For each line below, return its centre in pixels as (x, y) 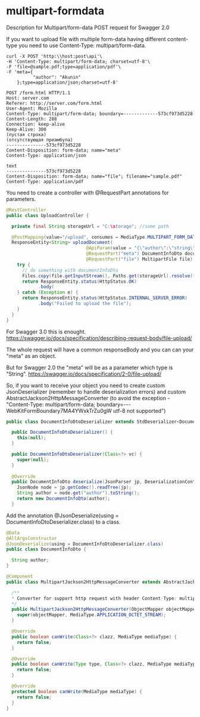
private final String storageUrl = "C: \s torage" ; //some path (90, 226)
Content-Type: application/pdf (45, 181)
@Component (20, 577)
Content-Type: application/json (46, 155)
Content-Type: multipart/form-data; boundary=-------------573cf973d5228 (100, 114)
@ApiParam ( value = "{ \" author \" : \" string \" (141, 248)
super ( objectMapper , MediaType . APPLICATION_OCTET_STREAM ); (92, 615)
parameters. (21, 199)
